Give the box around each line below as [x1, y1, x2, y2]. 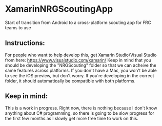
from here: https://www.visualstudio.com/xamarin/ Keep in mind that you [5, 57, 151, 63]
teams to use [5, 24, 31, 30]
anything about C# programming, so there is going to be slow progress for [5, 110, 155, 116]
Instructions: [5, 39, 45, 47]
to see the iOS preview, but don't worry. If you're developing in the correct [5, 72, 155, 79]
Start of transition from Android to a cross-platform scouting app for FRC [5, 20, 151, 25]
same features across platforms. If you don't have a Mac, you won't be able [5, 67, 157, 73]
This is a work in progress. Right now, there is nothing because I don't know [5, 105, 158, 111]
